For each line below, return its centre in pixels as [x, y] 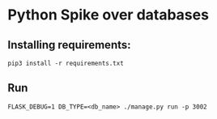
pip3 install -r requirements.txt [66, 63]
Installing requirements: [69, 45]
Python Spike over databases [108, 15]
